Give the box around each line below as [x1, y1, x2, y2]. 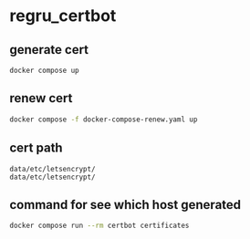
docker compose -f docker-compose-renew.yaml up [9, 115, 198, 124]
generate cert [9, 42, 89, 57]
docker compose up [9, 66, 79, 75]
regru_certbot [9, 5, 117, 26]
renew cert [9, 90, 73, 106]
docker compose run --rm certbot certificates [9, 221, 190, 231]
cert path [9, 140, 63, 156]
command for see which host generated [9, 197, 242, 213]
